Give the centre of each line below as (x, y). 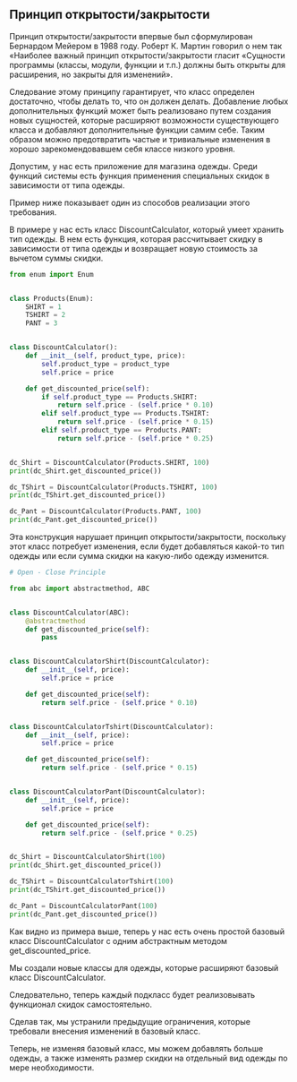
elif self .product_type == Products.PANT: (122, 430)
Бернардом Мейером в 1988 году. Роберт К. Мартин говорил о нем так (146, 46)
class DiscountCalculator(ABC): (69, 613)
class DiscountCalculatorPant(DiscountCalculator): (107, 792)
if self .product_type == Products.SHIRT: (120, 397)
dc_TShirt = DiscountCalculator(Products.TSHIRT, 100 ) (114, 487)
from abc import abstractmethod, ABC (80, 588)
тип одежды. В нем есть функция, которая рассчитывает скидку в (136, 239)
